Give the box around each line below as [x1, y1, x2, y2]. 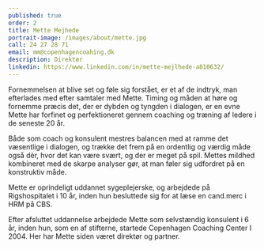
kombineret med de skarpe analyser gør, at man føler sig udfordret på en [8, 159, 245, 168]
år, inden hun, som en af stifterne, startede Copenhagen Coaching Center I [8, 223, 252, 232]
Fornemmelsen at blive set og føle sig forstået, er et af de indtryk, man [8, 85, 238, 94]
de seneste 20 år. [8, 118, 66, 127]
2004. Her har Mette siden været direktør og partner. [8, 231, 180, 241]
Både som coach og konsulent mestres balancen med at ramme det [8, 134, 229, 143]
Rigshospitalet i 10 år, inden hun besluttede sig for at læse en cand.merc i [8, 191, 247, 200]
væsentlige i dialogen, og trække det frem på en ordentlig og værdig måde [8, 141, 251, 151]
